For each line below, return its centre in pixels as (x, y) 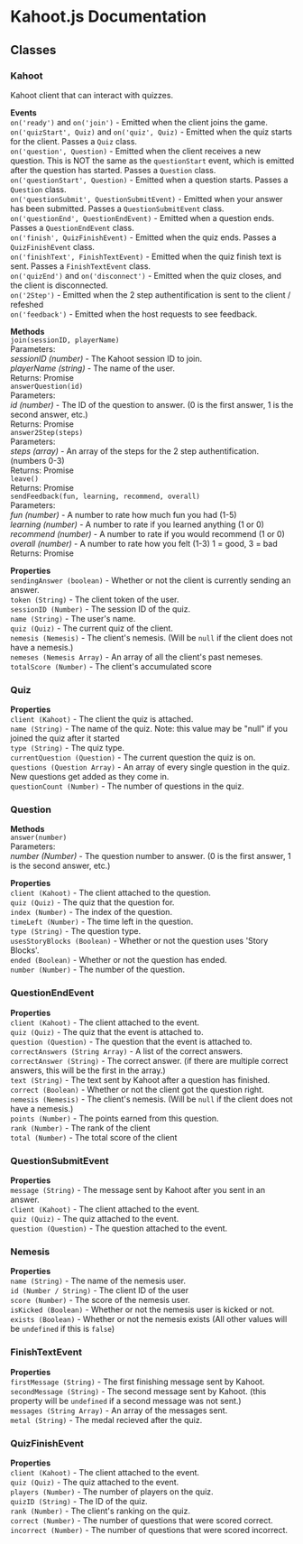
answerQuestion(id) (47, 386)
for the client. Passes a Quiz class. (74, 141)
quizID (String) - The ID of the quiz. (79, 1501)
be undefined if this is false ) (63, 1329)
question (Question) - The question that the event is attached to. (131, 1041)
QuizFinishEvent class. (53, 246)
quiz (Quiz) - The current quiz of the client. (92, 628)
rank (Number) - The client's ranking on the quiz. (100, 1511)
